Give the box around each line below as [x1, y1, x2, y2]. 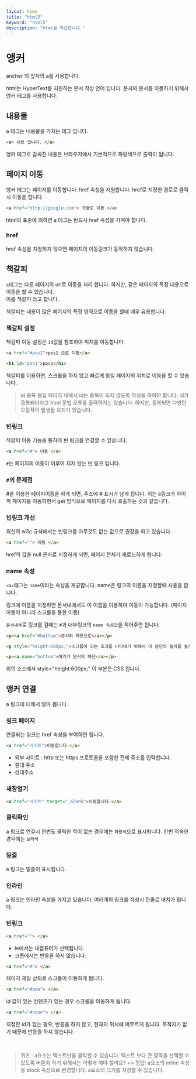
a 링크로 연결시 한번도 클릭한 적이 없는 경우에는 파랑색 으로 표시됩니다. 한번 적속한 [6, 828, 189, 835]
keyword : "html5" [6, 19, 48, 25]
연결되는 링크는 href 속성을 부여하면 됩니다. [6, 731, 105, 738]
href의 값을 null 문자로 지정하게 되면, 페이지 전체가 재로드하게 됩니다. [6, 551, 163, 558]
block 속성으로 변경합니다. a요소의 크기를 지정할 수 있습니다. [26, 1067, 164, 1074]
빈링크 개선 [6, 513, 36, 522]
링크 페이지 [6, 717, 36, 725]
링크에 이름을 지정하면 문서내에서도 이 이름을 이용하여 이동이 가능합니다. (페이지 [6, 601, 187, 608]
